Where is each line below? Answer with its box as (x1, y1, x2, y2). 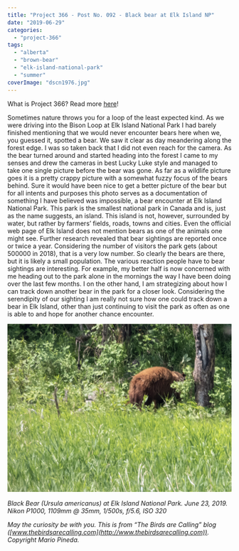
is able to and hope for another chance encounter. (7, 309, 154, 318)
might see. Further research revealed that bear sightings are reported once (7, 234, 227, 242)
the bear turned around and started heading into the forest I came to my (7, 151, 218, 159)
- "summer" (14, 71, 46, 78)
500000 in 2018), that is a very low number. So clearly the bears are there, (7, 249, 225, 257)
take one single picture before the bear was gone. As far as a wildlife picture (7, 166, 231, 174)
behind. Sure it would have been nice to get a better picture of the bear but (7, 181, 227, 190)
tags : (7, 41, 23, 49)
